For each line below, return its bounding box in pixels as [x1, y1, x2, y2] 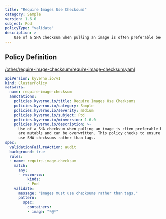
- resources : [18, 173, 45, 177]
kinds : [27, 176, 41, 182]
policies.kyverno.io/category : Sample [14, 103, 94, 108]
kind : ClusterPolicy [5, 80, 48, 86]
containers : [27, 205, 52, 210]
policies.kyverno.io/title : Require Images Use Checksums [14, 99, 136, 104]
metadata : [5, 85, 26, 90]
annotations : [9, 94, 37, 99]
